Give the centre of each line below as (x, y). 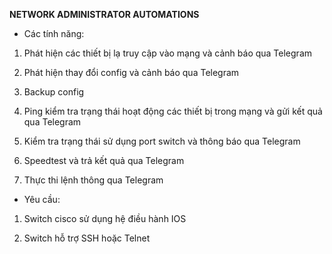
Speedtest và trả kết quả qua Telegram (104, 160)
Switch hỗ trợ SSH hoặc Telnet (87, 238)
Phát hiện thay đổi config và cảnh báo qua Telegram (131, 72)
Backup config (54, 92)
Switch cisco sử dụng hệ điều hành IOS (105, 218)
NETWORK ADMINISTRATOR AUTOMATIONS (104, 14)
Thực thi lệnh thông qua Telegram (93, 180)
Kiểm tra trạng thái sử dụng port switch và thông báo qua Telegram (162, 141)
